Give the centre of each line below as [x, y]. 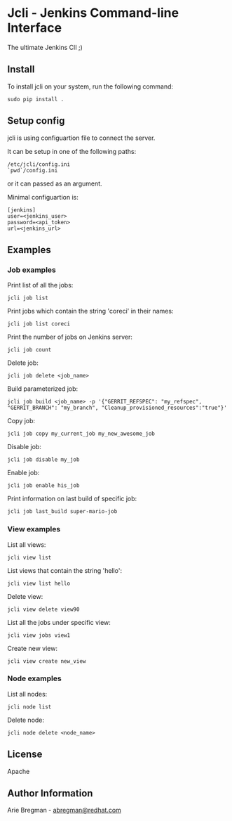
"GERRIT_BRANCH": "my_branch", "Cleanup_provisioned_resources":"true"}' [117, 408]
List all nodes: [27, 694]
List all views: [27, 544]
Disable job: [25, 447]
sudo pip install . [36, 99]
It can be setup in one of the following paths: [72, 151]
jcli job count [29, 350]
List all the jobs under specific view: [59, 622]
